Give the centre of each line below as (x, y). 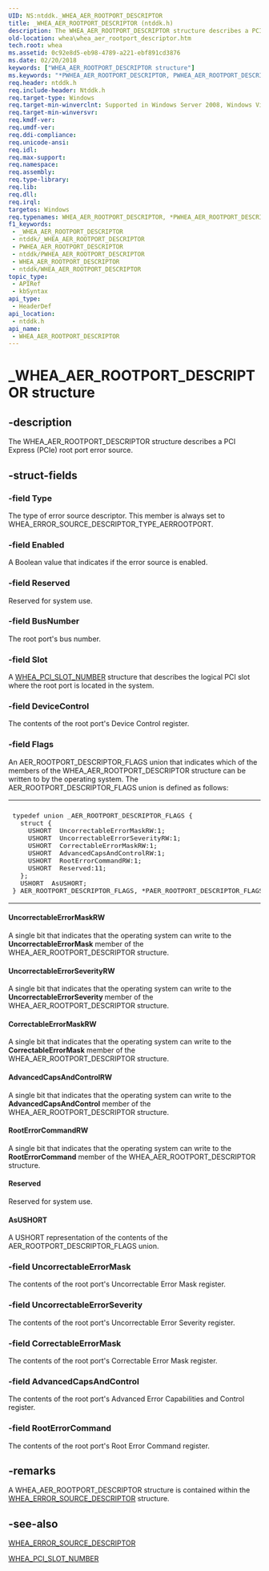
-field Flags (31, 745)
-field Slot (28, 660)
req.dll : (23, 194)
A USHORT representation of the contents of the (88, 1238)
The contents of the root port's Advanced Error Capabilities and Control (126, 1399)
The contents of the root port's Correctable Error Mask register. (113, 1361)
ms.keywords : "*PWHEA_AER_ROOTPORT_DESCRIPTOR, (89, 75)
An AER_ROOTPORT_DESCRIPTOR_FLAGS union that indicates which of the (133, 761)
